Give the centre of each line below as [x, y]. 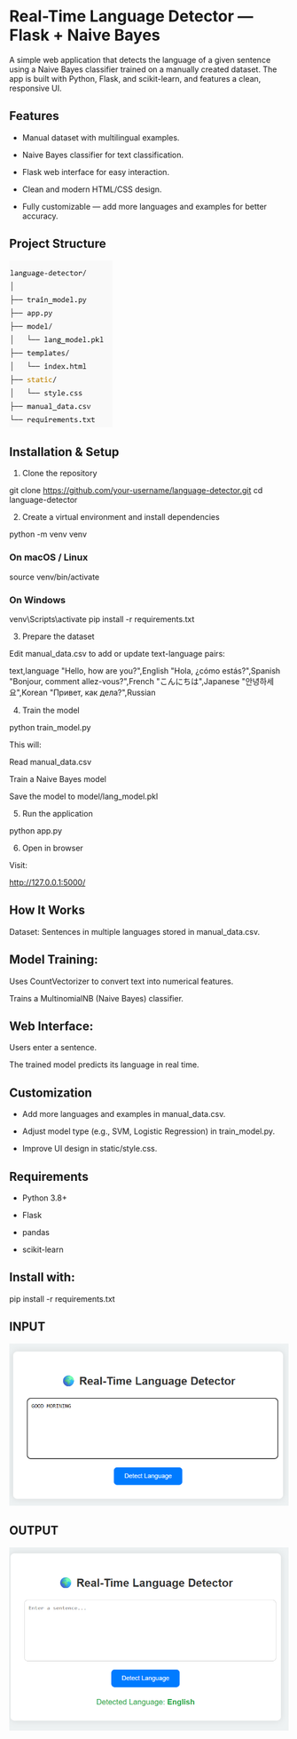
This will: [25, 745]
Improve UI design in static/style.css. [90, 1149]
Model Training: [54, 960]
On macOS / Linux [49, 557]
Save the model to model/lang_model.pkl [84, 796]
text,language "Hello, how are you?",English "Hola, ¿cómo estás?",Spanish [145, 670]
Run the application [57, 813]
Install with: [42, 1277]
